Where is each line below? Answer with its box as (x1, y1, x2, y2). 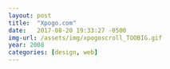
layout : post (8, 11, 52, 20)
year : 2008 (8, 41, 45, 49)
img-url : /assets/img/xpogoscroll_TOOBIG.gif (8, 33, 162, 42)
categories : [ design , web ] (8, 48, 98, 56)
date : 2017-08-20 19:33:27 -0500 (8, 26, 127, 34)
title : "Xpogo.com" (8, 19, 77, 27)
